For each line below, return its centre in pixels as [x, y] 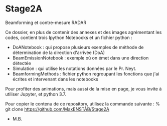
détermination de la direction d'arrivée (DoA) [59, 52]
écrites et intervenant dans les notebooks [55, 79]
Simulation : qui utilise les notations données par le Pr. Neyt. [74, 68]
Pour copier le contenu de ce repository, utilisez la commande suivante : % [83, 103]
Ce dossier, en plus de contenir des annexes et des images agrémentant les [83, 32]
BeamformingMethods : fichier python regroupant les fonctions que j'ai [86, 73]
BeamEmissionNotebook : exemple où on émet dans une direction [80, 57]
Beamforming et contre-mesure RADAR [46, 22]
